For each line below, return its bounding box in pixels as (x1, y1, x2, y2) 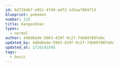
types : (5, 26, 19, 31)
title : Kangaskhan (5, 21, 44, 27)
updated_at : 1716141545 (5, 45, 56, 50)
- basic (10, 54, 26, 59)
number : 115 (5, 17, 30, 22)
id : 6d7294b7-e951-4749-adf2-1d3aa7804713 (5, 7, 96, 13)
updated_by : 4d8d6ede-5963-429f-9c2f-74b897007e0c (5, 40, 114, 45)
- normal (10, 31, 28, 36)
